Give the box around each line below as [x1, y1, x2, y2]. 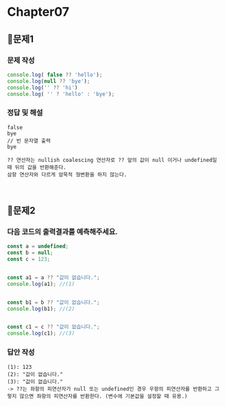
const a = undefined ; [7, 243, 69, 250]
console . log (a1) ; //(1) [7, 280, 75, 287]
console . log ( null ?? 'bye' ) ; [7, 77, 90, 84]
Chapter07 [7, 4, 70, 20]
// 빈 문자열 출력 [7, 137, 51, 144]
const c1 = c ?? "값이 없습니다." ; [7, 324, 101, 331]
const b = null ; [7, 250, 53, 256]
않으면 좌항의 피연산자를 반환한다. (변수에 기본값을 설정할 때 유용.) [19, 392, 188, 400]
